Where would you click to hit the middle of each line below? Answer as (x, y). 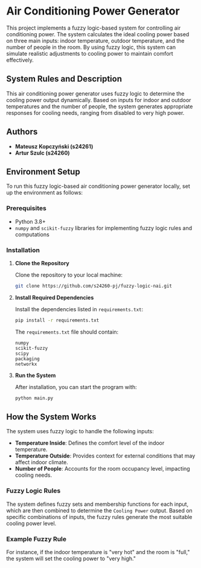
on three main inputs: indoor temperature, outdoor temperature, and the (95, 40)
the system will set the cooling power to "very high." (71, 558)
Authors (22, 132)
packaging (27, 359)
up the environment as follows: (45, 193)
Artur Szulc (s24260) (43, 153)
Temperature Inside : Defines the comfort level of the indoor (90, 443)
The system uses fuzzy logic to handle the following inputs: (80, 431)
